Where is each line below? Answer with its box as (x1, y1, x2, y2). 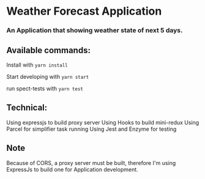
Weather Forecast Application (6, 4, 162, 18)
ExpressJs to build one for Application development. (6, 166, 139, 173)
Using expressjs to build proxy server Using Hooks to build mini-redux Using (6, 119, 199, 126)
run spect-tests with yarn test (6, 84, 84, 92)
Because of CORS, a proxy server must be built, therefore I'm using (6, 159, 176, 166)
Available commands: (6, 45, 91, 56)
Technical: (6, 103, 48, 113)
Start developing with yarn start (6, 73, 89, 80)
